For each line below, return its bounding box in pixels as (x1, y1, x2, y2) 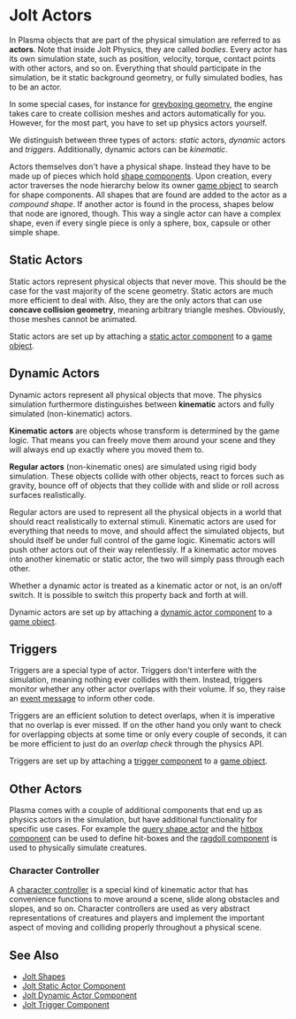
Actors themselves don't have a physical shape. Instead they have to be (9, 161, 271, 172)
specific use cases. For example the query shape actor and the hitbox (9, 824, 263, 834)
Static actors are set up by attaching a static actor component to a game (9, 331, 272, 341)
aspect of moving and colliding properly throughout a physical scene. (9, 922, 262, 933)
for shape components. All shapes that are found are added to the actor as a (9, 189, 287, 200)
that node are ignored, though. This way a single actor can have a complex (9, 208, 281, 218)
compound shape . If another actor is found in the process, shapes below (9, 198, 274, 209)
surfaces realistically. (9, 489, 87, 500)
